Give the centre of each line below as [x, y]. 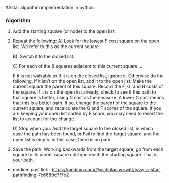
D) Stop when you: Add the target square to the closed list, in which [83, 129]
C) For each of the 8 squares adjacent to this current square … [77, 66]
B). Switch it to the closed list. [43, 56]
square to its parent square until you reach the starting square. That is [85, 155]
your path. [23, 160]
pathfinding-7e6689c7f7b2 [41, 175]
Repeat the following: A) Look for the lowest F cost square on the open [86, 41]
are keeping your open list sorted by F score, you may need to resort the [88, 114]
